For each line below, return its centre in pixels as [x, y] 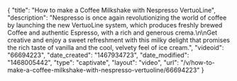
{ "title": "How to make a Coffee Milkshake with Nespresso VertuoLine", [112, 10]
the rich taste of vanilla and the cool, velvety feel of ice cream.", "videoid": [116, 48]
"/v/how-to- [198, 62]
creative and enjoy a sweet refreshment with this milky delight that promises [119, 40]
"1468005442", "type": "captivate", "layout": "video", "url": [93, 62]
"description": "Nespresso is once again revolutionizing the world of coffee [117, 18]
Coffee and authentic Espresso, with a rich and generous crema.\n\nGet [112, 32]
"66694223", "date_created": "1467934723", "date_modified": [98, 55]
